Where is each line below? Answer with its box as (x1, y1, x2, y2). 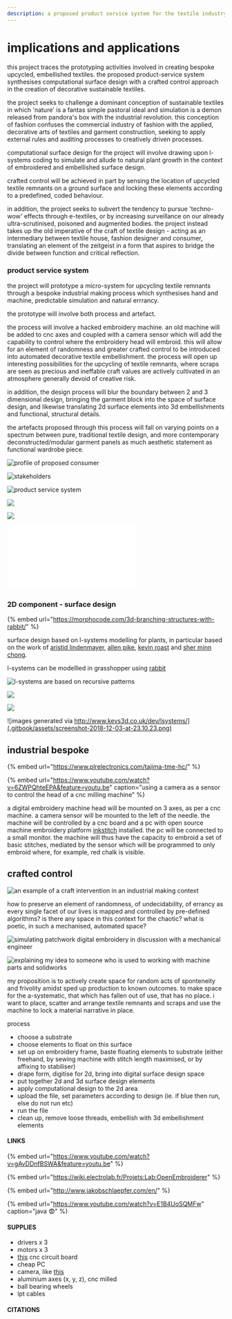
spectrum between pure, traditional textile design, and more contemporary (7, 430, 220, 439)
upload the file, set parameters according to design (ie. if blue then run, (17, 1092, 221, 1100)
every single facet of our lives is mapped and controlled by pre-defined (7, 907, 210, 915)
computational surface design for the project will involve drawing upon (7, 148, 209, 156)
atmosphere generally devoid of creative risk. (7, 374, 137, 382)
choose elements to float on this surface (17, 1040, 133, 1048)
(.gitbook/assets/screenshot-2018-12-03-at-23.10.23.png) (7, 724, 173, 733)
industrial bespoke (7, 744, 90, 756)
